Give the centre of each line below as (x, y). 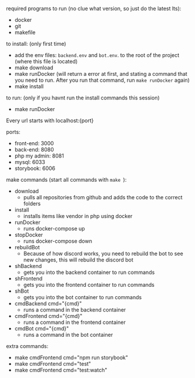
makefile (25, 32)
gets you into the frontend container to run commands (89, 285)
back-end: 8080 (34, 150)
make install (29, 86)
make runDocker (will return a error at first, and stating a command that (101, 74)
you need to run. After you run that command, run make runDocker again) (102, 80)
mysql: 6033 (30, 162)
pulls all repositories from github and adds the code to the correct (103, 197)
